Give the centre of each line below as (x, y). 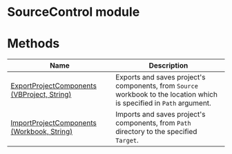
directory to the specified (156, 132)
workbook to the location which (166, 95)
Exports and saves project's (160, 77)
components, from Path (153, 123)
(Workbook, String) (42, 132)
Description (168, 66)
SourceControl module (74, 12)
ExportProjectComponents (54, 86)
